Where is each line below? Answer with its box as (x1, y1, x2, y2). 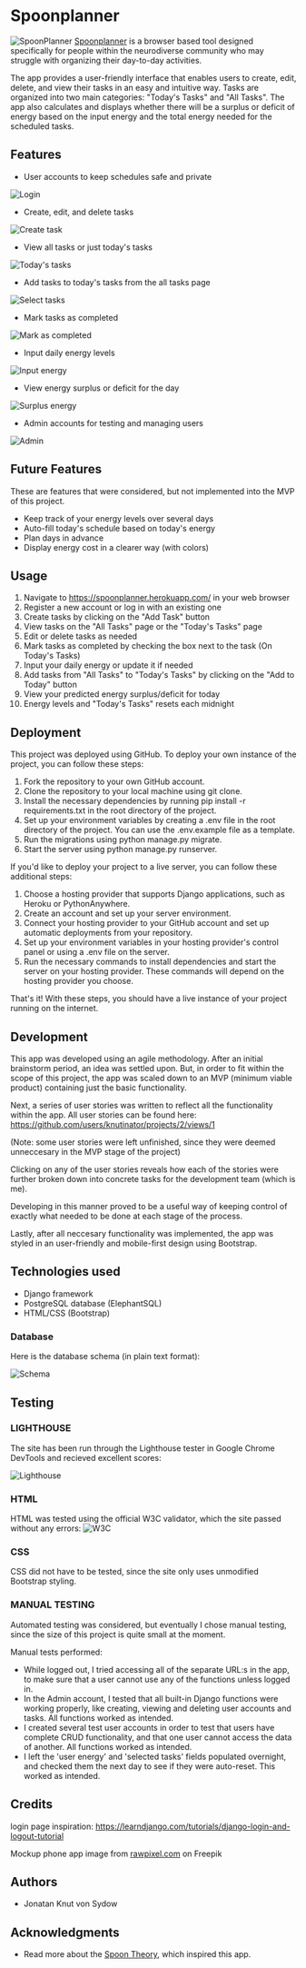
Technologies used (10, 1264, 121, 1279)
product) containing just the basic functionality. (10, 1082, 187, 1093)
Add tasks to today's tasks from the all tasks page (23, 276, 212, 287)
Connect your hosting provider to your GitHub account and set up (23, 918, 270, 929)
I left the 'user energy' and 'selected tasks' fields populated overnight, (23, 1751, 287, 1762)
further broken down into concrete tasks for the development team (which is (10, 1174, 296, 1184)
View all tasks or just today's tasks (23, 242, 153, 253)
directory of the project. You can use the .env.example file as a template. (23, 824, 296, 836)
